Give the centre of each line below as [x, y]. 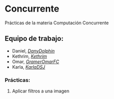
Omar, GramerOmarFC [36, 62]
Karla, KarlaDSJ [28, 67]
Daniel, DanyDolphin [33, 51]
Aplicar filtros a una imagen [41, 91]
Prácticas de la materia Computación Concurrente [57, 23]
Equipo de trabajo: [34, 39]
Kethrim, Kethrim [30, 56]
